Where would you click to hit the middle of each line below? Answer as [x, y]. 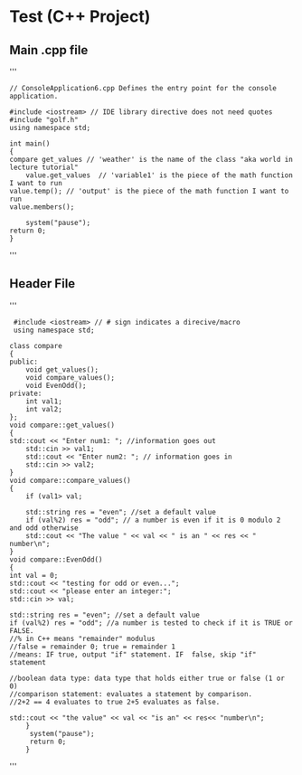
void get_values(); [62, 369]
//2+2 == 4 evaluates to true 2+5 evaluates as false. [115, 702]
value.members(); [42, 207]
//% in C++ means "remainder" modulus [82, 638]
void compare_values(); [71, 377]
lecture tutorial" [44, 167]
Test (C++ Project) [80, 17]
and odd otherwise [44, 528]
